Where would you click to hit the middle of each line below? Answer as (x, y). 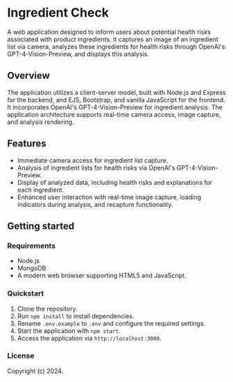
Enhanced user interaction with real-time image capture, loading (109, 197)
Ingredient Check (58, 13)
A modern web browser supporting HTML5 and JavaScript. (102, 275)
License (21, 356)
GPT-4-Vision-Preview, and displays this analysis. (78, 54)
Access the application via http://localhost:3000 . (89, 338)
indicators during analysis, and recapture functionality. (95, 204)
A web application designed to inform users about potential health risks (109, 32)
